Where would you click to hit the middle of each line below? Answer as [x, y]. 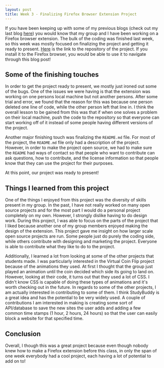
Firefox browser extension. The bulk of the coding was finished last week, [80, 38]
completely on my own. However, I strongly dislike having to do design [76, 216]
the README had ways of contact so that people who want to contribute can [80, 153]
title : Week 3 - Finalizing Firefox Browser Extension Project [71, 14]
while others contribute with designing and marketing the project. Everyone [81, 241]
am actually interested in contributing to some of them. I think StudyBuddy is [82, 292]
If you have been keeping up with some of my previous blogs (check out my [82, 28]
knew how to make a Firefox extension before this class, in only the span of [81, 350]
